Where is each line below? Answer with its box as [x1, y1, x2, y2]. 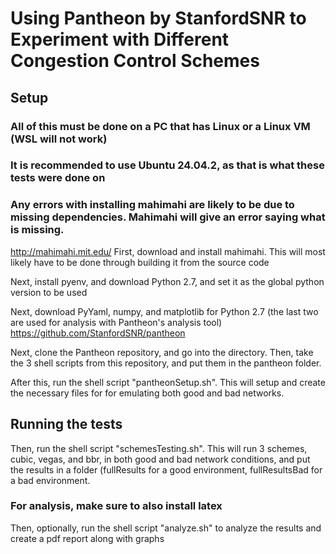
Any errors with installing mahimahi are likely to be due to [10, 198, 295, 212]
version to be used [10, 286, 88, 298]
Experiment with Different [10, 28, 230, 51]
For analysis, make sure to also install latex [10, 499, 223, 513]
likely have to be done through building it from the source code [10, 256, 270, 268]
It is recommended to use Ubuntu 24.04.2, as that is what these [10, 158, 325, 172]
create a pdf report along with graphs [10, 532, 165, 544]
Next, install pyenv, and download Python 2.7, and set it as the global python [10, 275, 325, 287]
